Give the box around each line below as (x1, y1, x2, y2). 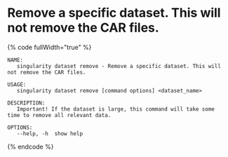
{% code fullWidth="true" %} (7, 43, 92, 51)
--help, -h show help (16, 130, 83, 137)
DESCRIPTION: (7, 100, 46, 107)
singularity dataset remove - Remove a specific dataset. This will (16, 62, 221, 69)
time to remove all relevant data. (7, 111, 112, 118)
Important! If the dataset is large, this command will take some (16, 105, 215, 113)
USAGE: (7, 81, 27, 88)
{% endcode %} (7, 142, 54, 151)
